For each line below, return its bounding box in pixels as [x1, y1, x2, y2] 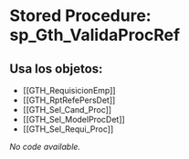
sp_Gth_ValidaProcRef [9, 25, 181, 45]
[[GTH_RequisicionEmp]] [22, 85, 116, 95]
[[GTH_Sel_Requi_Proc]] [22, 124, 114, 134]
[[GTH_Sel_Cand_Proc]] [22, 104, 112, 114]
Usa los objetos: [9, 61, 103, 76]
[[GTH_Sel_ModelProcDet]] [22, 114, 125, 124]
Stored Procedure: [9, 5, 152, 26]
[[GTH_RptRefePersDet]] [22, 94, 116, 105]
